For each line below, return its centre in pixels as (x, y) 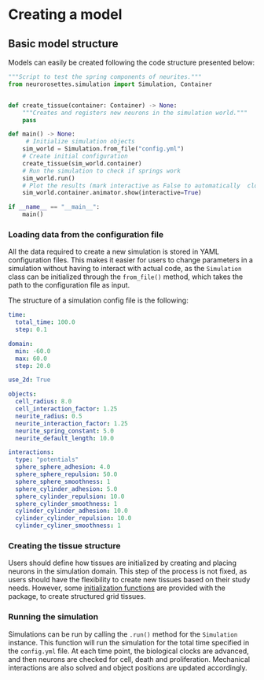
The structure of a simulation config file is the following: (98, 300)
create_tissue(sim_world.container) (82, 163)
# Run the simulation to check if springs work (101, 171)
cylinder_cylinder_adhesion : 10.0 (71, 511)
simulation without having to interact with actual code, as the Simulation (125, 269)
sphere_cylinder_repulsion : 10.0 (70, 496)
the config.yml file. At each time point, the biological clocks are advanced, (128, 651)
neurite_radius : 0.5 (49, 416)
